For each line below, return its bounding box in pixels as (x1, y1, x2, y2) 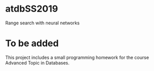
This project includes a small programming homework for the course (5, 54, 149, 60)
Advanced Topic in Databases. (5, 59, 70, 66)
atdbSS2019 (5, 3, 58, 15)
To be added (5, 38, 59, 49)
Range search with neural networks (5, 20, 80, 26)
